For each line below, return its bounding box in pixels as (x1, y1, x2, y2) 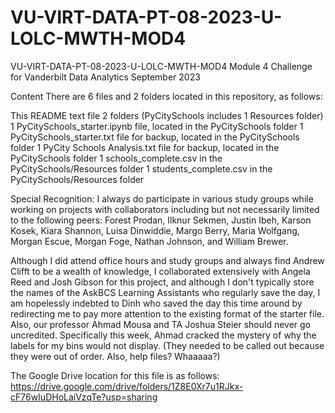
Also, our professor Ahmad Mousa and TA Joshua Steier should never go (10, 318, 311, 330)
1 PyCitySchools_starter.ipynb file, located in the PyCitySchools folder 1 (10, 120, 304, 132)
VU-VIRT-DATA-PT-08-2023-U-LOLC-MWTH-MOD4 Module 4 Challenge (10, 60, 313, 72)
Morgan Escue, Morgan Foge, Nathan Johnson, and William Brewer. (10, 235, 289, 247)
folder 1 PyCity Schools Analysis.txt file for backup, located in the (10, 141, 280, 153)
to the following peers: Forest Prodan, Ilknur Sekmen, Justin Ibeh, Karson (10, 214, 312, 226)
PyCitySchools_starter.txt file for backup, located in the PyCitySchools (10, 131, 300, 143)
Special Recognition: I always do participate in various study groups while (10, 192, 314, 205)
